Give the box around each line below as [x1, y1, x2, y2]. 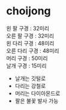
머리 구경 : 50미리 [6, 54, 48, 62]
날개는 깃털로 [14, 75, 46, 82]
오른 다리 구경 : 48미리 [6, 47, 59, 54]
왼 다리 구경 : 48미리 [6, 39, 55, 47]
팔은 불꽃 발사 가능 [14, 97, 59, 104]
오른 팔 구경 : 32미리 [6, 32, 55, 39]
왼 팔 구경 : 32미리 [6, 25, 50, 32]
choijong [6, 4, 51, 18]
